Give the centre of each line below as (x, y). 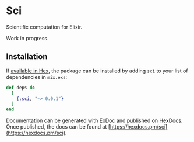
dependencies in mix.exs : (37, 77)
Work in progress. (27, 38)
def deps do (20, 88)
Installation (27, 57)
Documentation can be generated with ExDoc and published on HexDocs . (94, 120)
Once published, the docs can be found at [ (58, 127)
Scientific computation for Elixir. (44, 27)
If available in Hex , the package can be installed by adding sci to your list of (97, 71)
